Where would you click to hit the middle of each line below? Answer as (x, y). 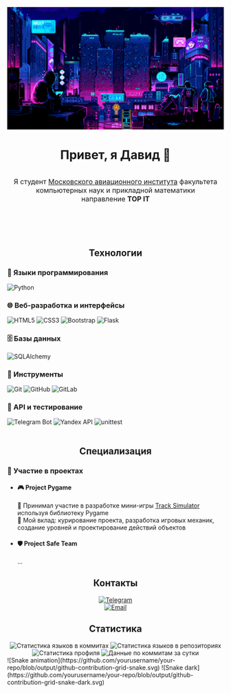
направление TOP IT (115, 199)
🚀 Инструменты (35, 374)
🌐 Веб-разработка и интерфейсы (66, 305)
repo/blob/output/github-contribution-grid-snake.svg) (84, 667)
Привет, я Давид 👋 (115, 155)
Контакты (115, 583)
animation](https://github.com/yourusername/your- (103, 660)
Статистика (115, 629)
